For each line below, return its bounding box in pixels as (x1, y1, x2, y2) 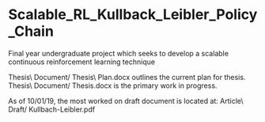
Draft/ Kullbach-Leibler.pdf (8, 105, 96, 114)
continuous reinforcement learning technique (8, 57, 156, 67)
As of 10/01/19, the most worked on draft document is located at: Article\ (8, 96, 244, 105)
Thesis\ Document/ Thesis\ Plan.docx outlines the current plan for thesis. (8, 72, 246, 82)
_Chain (8, 22, 54, 40)
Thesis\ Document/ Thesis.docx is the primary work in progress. (8, 81, 218, 90)
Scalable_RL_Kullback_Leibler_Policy (8, 6, 258, 24)
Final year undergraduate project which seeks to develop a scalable (8, 48, 229, 58)
